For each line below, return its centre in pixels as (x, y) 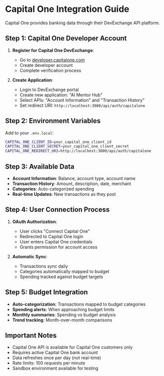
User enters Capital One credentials (56, 241)
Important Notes (31, 336)
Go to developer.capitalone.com (52, 60)
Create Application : (33, 80)
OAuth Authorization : (35, 222)
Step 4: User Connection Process (57, 210)
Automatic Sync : (30, 256)
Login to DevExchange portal (49, 90)
